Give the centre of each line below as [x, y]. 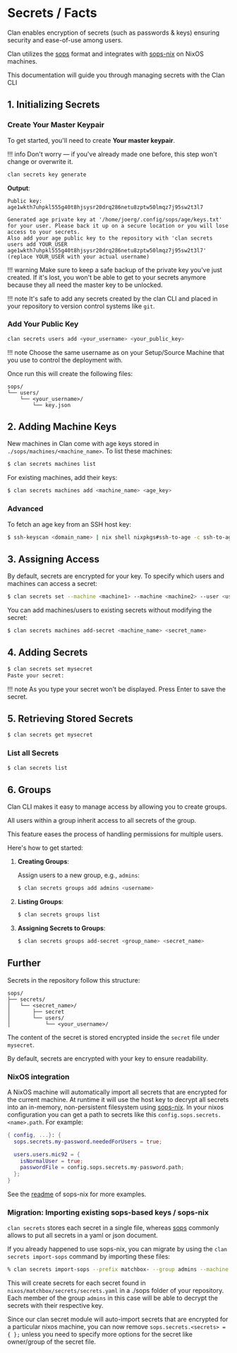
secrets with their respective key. [55, 1306]
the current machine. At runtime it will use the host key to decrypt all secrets [118, 1099]
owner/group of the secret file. [52, 1342]
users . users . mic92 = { [47, 1154]
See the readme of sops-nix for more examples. [77, 1194]
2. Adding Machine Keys [62, 427]
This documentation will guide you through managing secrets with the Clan [116, 75]
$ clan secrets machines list [52, 464]
